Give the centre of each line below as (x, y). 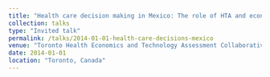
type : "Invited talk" (45, 30)
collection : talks (39, 23)
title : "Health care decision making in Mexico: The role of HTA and (127, 16)
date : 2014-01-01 (37, 53)
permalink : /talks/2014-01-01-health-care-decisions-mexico (111, 38)
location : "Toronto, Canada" (57, 61)
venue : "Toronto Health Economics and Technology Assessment (113, 46)
